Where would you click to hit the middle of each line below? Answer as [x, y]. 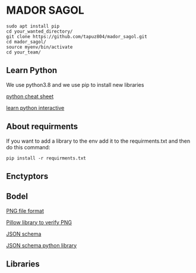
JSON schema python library [42, 245]
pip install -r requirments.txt [46, 158]
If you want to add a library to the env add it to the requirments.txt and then [98, 141]
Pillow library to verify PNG [39, 222]
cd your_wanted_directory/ [39, 31]
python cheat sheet [30, 96]
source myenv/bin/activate [39, 47]
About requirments [42, 126]
